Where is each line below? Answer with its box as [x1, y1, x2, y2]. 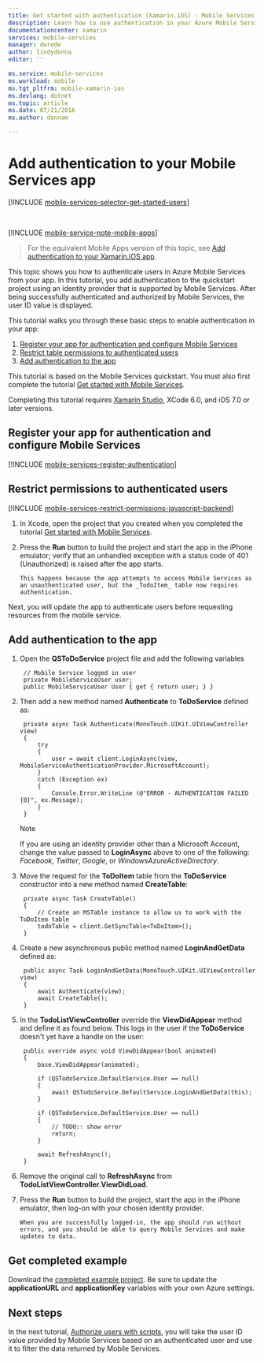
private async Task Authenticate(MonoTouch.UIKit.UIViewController [23, 721, 249, 729]
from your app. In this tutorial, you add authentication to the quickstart [8, 275, 236, 285]
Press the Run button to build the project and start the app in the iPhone [19, 542, 253, 552]
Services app [8, 171, 97, 189]
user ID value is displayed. [8, 300, 93, 310]
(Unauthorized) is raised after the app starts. [19, 559, 163, 569]
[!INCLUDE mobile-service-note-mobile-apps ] [8, 228, 158, 237]
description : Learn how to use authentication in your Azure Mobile [8, 19, 237, 27]
